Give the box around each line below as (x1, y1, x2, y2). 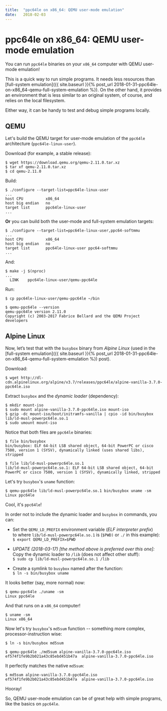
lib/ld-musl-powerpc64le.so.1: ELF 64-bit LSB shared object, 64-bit (5, 465, 154, 471)
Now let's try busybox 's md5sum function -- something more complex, (5, 625, 145, 632)
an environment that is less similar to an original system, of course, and (5, 92, 152, 98)
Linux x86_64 (5, 617, 33, 622)
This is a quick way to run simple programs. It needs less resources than (5, 76, 155, 82)
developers (5, 318, 28, 323)
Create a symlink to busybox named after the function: (12, 565, 123, 572)
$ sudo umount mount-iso (5, 420, 57, 425)
